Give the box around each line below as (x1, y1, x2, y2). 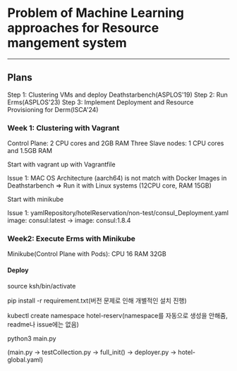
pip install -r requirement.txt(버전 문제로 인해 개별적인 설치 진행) (7, 296, 187, 305)
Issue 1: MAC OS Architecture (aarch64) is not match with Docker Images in (7, 174, 227, 183)
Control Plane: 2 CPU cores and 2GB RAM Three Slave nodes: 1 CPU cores (7, 139, 224, 147)
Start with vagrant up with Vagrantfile (7, 160, 116, 169)
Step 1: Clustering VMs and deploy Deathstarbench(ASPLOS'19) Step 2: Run (7, 90, 228, 99)
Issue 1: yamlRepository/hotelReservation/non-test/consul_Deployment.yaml (7, 209, 229, 217)
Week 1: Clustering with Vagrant (7, 123, 120, 133)
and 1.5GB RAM (7, 147, 53, 155)
